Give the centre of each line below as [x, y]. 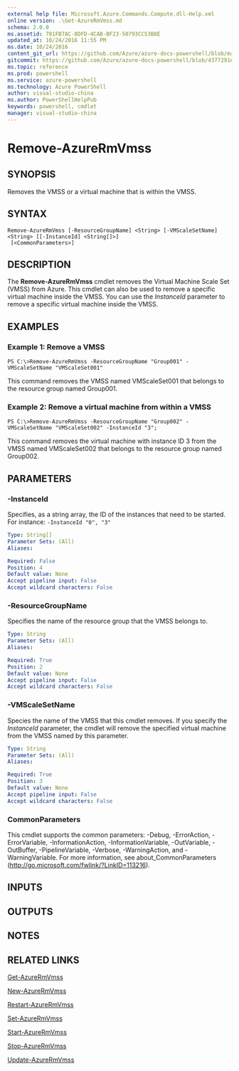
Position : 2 [25, 667]
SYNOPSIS [32, 175]
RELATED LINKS [43, 960]
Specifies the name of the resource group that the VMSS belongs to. [108, 621]
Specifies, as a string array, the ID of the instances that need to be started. [117, 515]
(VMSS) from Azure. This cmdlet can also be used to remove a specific [111, 289]
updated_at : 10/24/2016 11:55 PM [57, 41]
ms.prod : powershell [38, 73]
